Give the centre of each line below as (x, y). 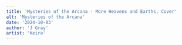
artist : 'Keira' (26, 33)
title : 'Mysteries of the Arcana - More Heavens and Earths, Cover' (92, 11)
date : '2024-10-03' (30, 22)
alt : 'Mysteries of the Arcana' (45, 17)
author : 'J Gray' (27, 28)
